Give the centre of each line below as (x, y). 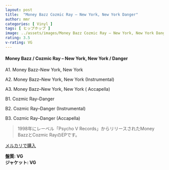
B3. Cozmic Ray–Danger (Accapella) (43, 118)
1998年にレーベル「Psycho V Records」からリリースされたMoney (86, 128)
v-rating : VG (19, 43)
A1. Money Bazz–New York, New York (44, 69)
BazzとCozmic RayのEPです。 (49, 135)
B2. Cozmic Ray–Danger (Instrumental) (46, 108)
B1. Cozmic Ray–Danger (30, 99)
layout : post (19, 10)
